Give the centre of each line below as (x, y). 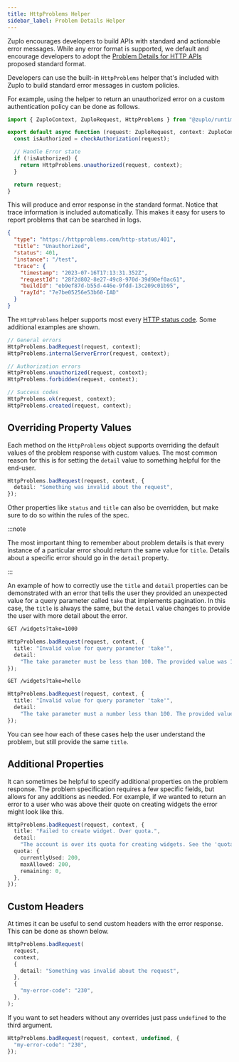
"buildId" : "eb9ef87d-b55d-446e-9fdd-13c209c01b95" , (100, 286)
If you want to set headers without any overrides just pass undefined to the (117, 1017)
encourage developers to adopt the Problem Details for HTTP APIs (105, 56)
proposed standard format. (47, 63)
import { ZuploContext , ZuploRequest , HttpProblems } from (97, 119)
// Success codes (33, 393)
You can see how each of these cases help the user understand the (106, 734)
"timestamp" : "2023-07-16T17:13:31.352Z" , (84, 273)
